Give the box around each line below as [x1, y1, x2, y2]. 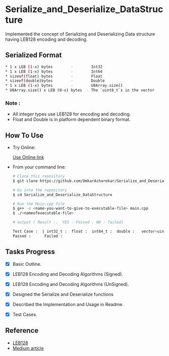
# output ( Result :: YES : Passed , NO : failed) [12, 220, 124, 225]
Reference [5, 326, 39, 335]
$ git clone [12, 178, 38, 184]
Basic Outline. [12, 261, 42, 267]
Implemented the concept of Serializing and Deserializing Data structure [5, 31, 155, 37]
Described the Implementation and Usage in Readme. [12, 301, 124, 307]
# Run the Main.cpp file [12, 201, 65, 206]
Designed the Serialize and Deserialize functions [12, 291, 114, 297]
